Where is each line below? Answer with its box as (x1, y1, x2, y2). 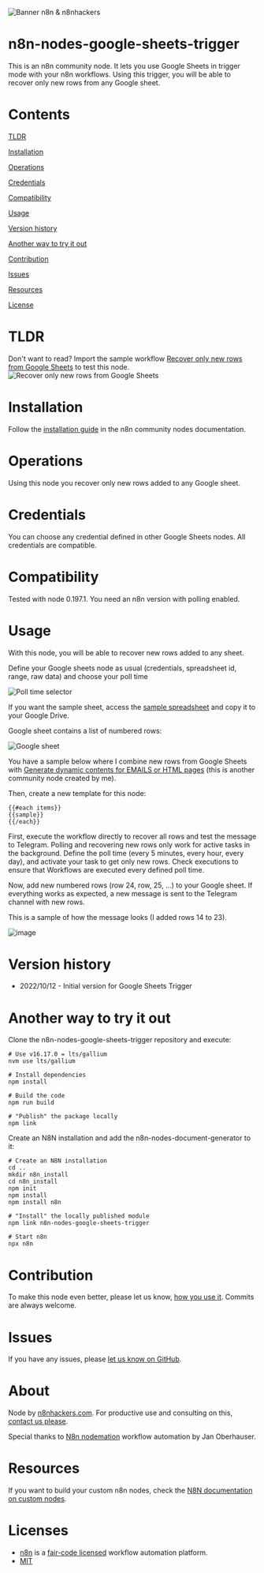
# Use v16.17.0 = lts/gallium (8, 1050, 108, 1058)
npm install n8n (8, 1199, 61, 1207)
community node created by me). (8, 773, 117, 783)
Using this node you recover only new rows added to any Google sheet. (8, 478, 240, 487)
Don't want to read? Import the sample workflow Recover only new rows (8, 354, 243, 363)
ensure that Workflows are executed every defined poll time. (8, 865, 205, 874)
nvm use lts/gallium (8, 1057, 76, 1065)
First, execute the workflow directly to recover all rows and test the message (8, 832, 257, 841)
